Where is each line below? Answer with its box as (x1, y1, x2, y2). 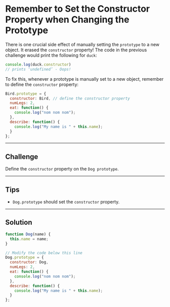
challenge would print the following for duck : (5, 52, 97, 58)
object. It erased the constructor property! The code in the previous (5, 47, 147, 53)
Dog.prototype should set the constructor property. (12, 199, 120, 205)
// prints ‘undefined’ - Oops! (5, 66, 71, 72)
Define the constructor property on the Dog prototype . (5, 166, 119, 172)
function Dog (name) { (5, 231, 51, 236)
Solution (5, 218, 32, 227)
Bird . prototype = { (5, 91, 47, 96)
